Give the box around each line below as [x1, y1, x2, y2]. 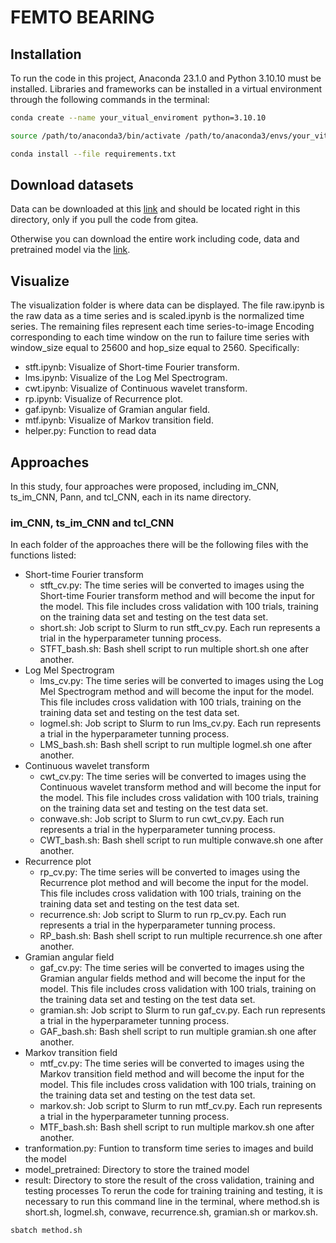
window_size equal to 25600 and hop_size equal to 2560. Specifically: [10, 342, 300, 354]
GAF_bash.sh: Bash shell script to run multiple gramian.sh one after [39, 1026, 317, 1038]
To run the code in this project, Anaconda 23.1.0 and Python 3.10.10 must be [10, 72, 322, 84]
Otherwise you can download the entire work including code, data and [10, 233, 300, 245]
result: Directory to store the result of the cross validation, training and [24, 1174, 315, 1186]
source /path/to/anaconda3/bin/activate [10, 131, 182, 141]
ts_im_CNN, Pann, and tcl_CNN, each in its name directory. [10, 491, 252, 503]
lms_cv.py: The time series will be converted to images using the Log [39, 675, 324, 687]
